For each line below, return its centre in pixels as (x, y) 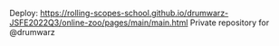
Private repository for (230, 23)
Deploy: (24, 13)
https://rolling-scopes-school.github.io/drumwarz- (135, 13)
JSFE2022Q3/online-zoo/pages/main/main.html (99, 23)
